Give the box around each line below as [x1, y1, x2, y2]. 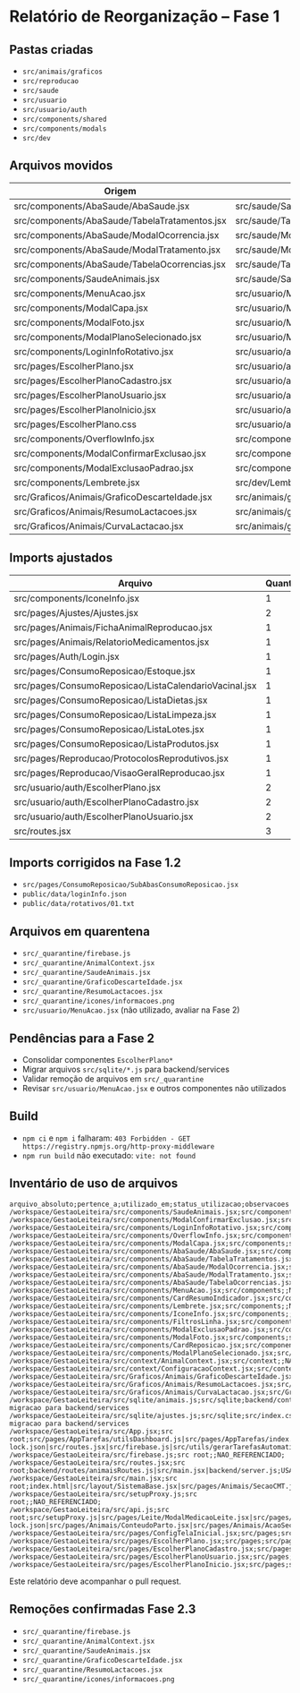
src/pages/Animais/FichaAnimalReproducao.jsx [13, 620, 212, 633]
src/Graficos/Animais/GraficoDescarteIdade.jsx [13, 491, 212, 503]
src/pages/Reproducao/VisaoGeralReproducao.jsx [13, 766, 225, 779]
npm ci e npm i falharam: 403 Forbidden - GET [21, 1133, 191, 1143]
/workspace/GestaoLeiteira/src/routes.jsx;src [9, 1458, 186, 1467]
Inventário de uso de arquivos [9, 1176, 179, 1192]
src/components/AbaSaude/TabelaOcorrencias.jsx [13, 258, 226, 270]
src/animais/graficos [21, 67, 103, 76]
